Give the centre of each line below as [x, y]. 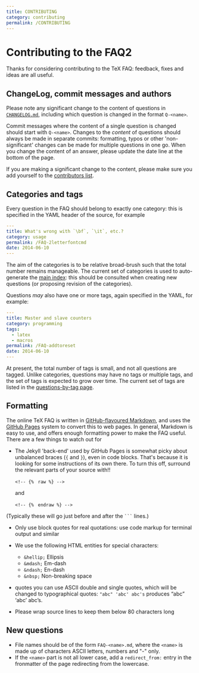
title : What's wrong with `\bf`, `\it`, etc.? [65, 231]
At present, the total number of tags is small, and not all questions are [91, 368]
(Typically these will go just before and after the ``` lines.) [77, 516]
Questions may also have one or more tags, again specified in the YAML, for [99, 295]
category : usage [26, 237]
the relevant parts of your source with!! [63, 470]
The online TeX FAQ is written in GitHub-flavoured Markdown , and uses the [98, 420]
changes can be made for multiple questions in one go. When [110, 145]
